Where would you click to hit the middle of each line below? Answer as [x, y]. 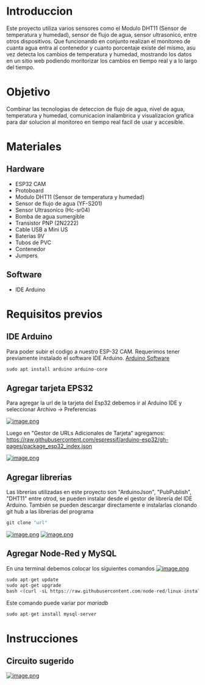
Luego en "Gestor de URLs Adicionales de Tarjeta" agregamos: [85, 433]
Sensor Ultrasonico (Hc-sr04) [52, 210]
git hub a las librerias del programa [50, 512]
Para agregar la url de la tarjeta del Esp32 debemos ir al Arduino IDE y [94, 403]
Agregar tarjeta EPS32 [50, 388]
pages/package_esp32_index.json [49, 446]
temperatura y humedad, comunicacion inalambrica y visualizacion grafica [100, 115]
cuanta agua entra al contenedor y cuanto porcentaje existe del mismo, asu [101, 48]
